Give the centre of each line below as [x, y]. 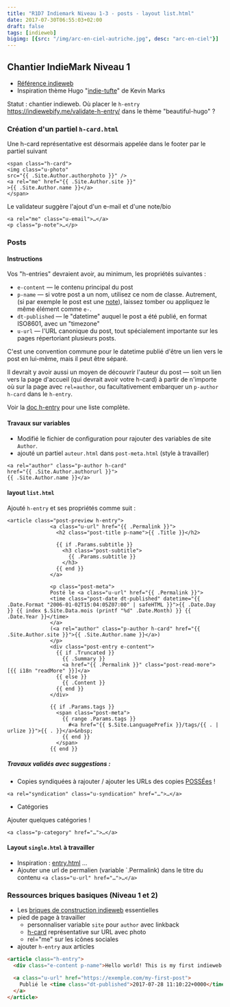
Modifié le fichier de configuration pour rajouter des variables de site [114, 438]
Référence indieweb [45, 83]
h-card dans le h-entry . [40, 394]
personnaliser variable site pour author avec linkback [103, 925]
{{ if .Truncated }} [85, 653]
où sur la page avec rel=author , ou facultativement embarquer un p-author [113, 387]
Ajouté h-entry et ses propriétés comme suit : [71, 508]
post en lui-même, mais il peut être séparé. [67, 359]
